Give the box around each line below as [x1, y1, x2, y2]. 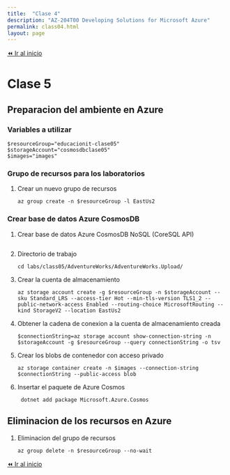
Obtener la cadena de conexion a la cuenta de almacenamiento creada [17, 319, 221, 327]
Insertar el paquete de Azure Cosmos [17, 382, 125, 391]
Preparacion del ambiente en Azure [7, 104, 164, 116]
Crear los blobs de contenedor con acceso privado [17, 351, 164, 359]
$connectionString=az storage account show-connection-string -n [17, 332, 211, 340]
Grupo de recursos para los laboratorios [7, 169, 145, 178]
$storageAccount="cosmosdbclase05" [7, 147, 111, 154]
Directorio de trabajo [17, 249, 77, 258]
